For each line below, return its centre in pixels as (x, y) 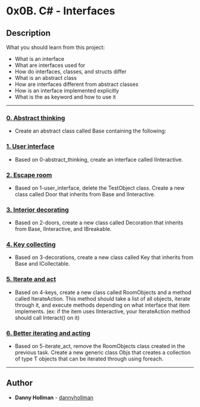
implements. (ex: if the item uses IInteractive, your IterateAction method (102, 311)
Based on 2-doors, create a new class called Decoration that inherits (99, 223)
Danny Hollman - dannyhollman (54, 397)
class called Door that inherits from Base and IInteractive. (85, 194)
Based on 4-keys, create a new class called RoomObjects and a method (103, 292)
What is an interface (39, 59)
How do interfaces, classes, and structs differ (71, 72)
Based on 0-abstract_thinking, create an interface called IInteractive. (99, 159)
